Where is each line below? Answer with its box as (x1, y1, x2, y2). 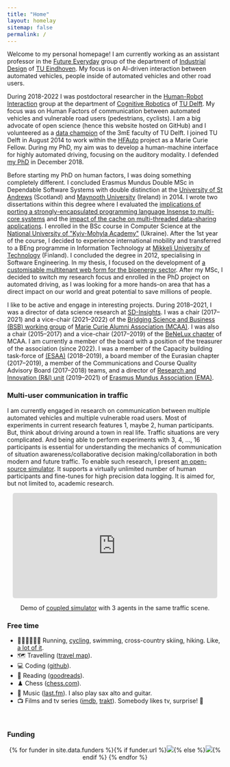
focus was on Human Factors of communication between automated (7, 107, 201, 115)
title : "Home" (7, 10, 50, 18)
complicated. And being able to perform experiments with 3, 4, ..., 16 (7, 436, 201, 444)
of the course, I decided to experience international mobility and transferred (7, 237, 221, 245)
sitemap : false (7, 24, 53, 32)
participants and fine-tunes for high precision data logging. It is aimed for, (7, 472, 216, 480)
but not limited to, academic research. (7, 479, 114, 487)
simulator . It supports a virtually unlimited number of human (28, 464, 196, 473)
